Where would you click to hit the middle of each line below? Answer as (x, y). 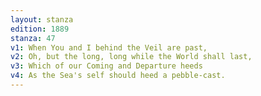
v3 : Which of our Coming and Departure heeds (106, 66)
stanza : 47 (33, 38)
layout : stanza (42, 19)
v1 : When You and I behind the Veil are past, (109, 47)
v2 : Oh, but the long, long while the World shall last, (131, 57)
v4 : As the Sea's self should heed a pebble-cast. (118, 76)
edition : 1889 (40, 29)
